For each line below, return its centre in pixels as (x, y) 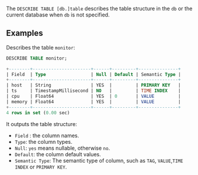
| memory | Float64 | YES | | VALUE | (94, 102)
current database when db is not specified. (58, 15)
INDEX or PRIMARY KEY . (40, 167)
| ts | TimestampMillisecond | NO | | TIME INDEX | (94, 91)
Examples (25, 33)
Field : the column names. (47, 136)
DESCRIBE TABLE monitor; (37, 58)
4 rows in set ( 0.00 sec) (38, 113)
